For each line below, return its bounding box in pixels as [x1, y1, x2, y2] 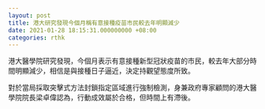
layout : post [8, 11, 51, 20]
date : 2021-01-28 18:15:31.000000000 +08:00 [8, 26, 157, 34]
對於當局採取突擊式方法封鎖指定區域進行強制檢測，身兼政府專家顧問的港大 [8, 83, 250, 92]
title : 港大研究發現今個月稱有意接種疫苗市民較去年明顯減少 [8, 19, 180, 27]
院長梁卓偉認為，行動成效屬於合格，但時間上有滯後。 [21, 92, 195, 103]
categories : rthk [8, 33, 65, 42]
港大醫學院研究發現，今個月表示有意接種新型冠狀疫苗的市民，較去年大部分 [8, 56, 250, 66]
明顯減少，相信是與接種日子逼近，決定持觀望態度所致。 [14, 66, 195, 76]
